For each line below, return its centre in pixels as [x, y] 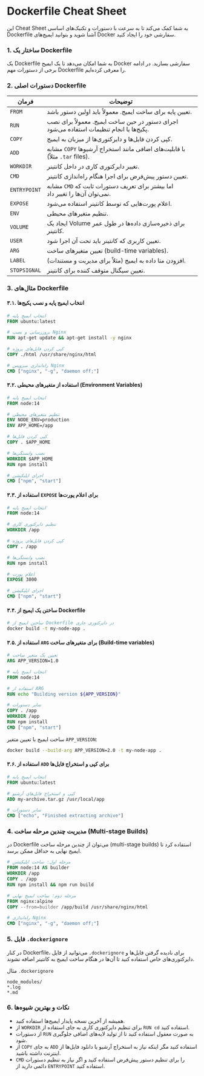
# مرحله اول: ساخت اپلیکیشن [39, 862]
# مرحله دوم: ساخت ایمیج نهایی [41, 896]
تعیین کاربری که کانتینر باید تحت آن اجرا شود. [104, 240]
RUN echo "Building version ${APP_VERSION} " [64, 694]
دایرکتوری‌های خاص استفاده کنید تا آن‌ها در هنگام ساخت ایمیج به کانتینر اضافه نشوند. [101, 959]
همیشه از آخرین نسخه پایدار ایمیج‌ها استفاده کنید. [70, 1021]
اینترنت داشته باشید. [38, 1053]
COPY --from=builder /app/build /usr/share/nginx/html [77, 907]
